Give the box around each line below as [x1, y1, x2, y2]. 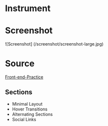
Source [5, 58, 35, 69]
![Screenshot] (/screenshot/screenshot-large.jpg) [5, 41, 104, 47]
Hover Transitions [12, 106, 47, 112]
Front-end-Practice [5, 74, 44, 80]
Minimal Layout [12, 101, 43, 107]
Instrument [5, 3, 51, 14]
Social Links [12, 116, 36, 122]
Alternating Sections [12, 111, 53, 117]
